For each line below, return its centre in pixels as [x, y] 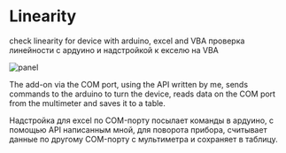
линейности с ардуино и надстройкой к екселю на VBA [114, 50]
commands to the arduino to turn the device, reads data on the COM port [143, 94]
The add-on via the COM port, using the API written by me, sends [129, 84]
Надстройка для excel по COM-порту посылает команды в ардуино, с [142, 120]
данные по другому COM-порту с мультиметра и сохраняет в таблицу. [143, 139]
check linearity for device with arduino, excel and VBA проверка [127, 41]
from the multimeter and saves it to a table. [88, 103]
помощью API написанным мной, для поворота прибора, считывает [138, 129]
